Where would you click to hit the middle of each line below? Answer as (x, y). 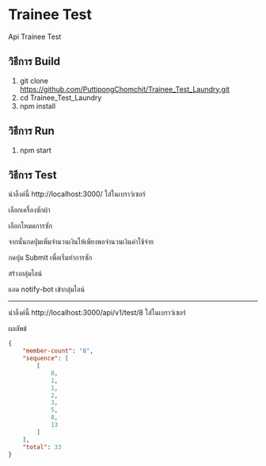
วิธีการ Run (32, 131)
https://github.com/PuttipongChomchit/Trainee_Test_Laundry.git (124, 89)
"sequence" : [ (46, 359)
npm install (38, 106)
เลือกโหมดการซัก (30, 226)
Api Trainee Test (35, 37)
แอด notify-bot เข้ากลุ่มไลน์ (47, 289)
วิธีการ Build (34, 62)
